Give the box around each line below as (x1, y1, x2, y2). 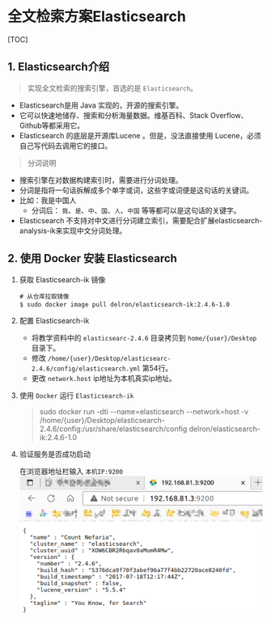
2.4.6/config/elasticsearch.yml (31, 365, 141, 373)
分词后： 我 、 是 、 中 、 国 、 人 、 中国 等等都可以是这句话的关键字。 (31, 205, 241, 215)
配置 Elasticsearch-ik (19, 315, 90, 325)
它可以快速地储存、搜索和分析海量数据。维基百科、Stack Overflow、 (19, 110, 248, 120)
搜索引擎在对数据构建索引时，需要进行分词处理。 (19, 175, 183, 184)
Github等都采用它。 (19, 121, 85, 130)
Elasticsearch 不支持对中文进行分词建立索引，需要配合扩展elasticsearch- (19, 215, 263, 225)
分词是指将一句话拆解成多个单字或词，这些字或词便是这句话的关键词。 (19, 185, 254, 195)
